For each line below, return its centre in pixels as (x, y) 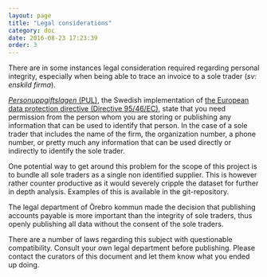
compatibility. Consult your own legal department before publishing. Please (132, 248)
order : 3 (23, 45)
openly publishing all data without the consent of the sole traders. (116, 224)
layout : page (30, 16)
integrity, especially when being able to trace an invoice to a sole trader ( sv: (133, 76)
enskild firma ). (32, 85)
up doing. (24, 265)
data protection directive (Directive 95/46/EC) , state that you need (117, 109)
